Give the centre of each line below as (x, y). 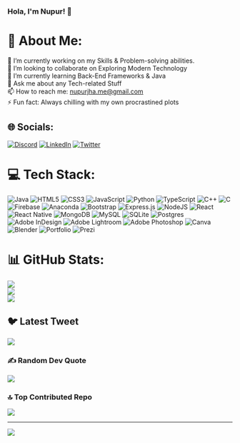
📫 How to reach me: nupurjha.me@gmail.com (76, 91)
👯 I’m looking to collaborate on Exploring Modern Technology (97, 68)
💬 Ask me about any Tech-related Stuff (65, 83)
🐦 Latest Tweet (43, 321)
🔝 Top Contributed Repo (50, 397)
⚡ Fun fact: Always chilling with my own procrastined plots (93, 102)
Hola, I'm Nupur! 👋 (40, 11)
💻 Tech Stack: (51, 174)
